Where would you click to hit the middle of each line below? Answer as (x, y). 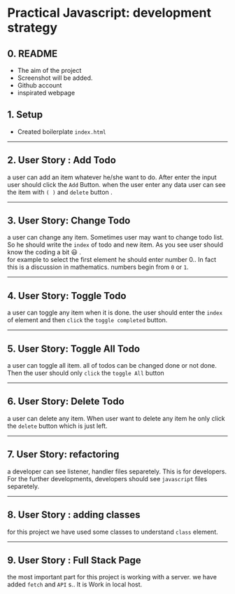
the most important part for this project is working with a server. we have (112, 577)
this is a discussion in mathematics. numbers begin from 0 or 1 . (98, 267)
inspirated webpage (46, 93)
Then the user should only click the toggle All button (86, 373)
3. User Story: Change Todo (69, 221)
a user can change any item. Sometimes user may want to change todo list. (115, 237)
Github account (40, 85)
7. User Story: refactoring (63, 454)
